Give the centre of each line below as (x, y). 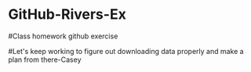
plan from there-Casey (45, 59)
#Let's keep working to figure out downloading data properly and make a (126, 51)
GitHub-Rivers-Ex (67, 14)
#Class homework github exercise (63, 36)
